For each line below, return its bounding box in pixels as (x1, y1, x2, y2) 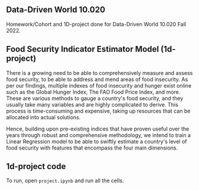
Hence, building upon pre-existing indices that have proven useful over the (6, 125, 189, 132)
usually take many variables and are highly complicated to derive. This (6, 101, 178, 108)
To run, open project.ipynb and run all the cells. (6, 177, 124, 184)
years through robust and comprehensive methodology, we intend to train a (6, 131, 191, 139)
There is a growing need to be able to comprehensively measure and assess (6, 69, 193, 76)
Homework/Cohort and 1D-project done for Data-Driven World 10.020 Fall (6, 20, 186, 27)
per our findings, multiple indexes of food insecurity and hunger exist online (6, 82, 192, 89)
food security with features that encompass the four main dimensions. (6, 144, 178, 151)
